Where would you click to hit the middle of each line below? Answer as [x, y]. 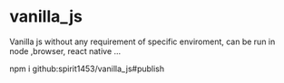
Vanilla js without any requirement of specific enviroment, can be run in [142, 41]
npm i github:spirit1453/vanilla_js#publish [87, 69]
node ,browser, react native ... [65, 51]
